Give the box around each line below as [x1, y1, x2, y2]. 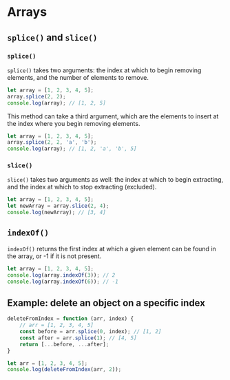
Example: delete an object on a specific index [7, 297, 205, 308]
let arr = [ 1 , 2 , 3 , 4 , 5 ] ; [7, 359, 88, 367]
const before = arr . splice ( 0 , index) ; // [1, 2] [19, 328, 162, 335]
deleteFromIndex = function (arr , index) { [7, 315, 134, 322]
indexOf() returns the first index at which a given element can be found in [7, 244, 217, 253]
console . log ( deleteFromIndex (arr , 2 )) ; [7, 366, 122, 373]
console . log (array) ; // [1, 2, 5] [7, 99, 107, 107]
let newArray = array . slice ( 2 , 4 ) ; [7, 202, 109, 210]
